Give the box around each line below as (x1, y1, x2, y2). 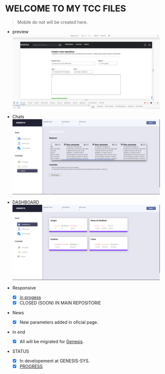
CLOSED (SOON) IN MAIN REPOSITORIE (19, 300, 101, 306)
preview (12, 28, 28, 34)
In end (12, 329, 26, 335)
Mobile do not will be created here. (17, 19, 88, 25)
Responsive (12, 285, 36, 291)
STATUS (12, 348, 29, 354)
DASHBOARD (12, 199, 39, 205)
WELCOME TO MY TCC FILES (5, 3, 126, 14)
